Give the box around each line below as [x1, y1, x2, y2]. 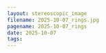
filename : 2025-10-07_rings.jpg [7, 17, 99, 23]
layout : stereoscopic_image [7, 10, 88, 17]
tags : [7, 36, 23, 43]
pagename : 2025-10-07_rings [7, 23, 88, 30]
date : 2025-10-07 [7, 29, 57, 36]
